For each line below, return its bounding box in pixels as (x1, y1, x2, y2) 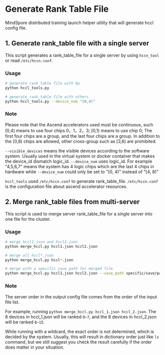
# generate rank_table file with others (5, 94, 89, 99)
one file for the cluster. (5, 216, 51, 222)
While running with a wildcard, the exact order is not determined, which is (5, 328, 154, 334)
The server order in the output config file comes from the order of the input (5, 294, 157, 299)
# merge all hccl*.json (5, 253, 54, 258)
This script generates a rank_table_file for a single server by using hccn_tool (5, 52, 160, 58)
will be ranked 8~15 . (5, 319, 45, 325)
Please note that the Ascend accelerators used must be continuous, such (5, 121, 154, 127)
